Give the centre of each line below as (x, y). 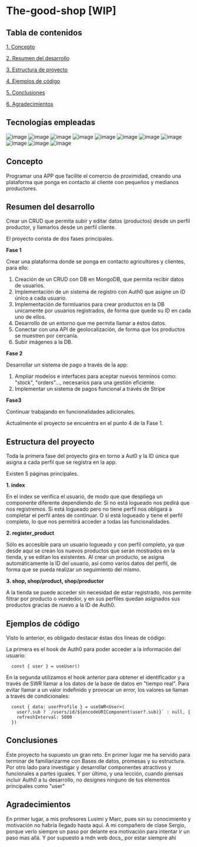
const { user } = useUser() (46, 666)
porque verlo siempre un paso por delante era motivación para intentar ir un (98, 831)
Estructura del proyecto (51, 442)
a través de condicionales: (38, 696)
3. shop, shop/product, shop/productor (55, 581)
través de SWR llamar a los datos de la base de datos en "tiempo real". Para (98, 684)
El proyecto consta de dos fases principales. (60, 239)
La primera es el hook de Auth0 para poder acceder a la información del (94, 649)
